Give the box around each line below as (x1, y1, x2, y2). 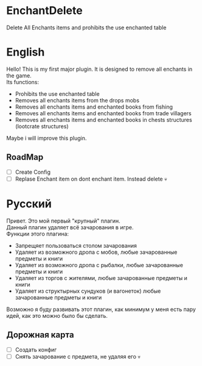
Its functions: (6, 78, 40, 85)
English (6, 45, 45, 59)
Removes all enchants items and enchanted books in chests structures (15, 116, 193, 123)
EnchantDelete (6, 4, 83, 18)
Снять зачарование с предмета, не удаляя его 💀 (15, 353, 141, 360)
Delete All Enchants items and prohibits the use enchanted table (6, 24, 167, 31)
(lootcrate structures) (15, 123, 69, 130)
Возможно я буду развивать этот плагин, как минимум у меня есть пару (6, 306, 196, 313)
